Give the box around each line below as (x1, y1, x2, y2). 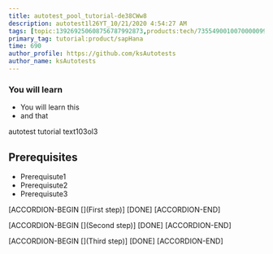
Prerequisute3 (19, 188, 68, 199)
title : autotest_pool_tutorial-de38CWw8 (8, 11, 148, 20)
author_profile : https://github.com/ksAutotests (8, 50, 176, 58)
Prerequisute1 (19, 171, 67, 181)
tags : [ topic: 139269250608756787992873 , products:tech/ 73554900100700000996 (8, 27, 271, 35)
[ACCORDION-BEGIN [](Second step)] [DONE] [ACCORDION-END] (8, 220, 232, 230)
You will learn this (19, 102, 80, 112)
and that (19, 111, 49, 121)
